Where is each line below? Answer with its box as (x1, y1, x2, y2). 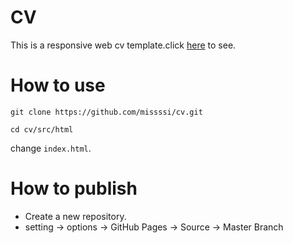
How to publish (10, 177, 138, 200)
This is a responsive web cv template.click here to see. (10, 39, 237, 51)
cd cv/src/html (10, 124, 74, 135)
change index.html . (10, 142, 92, 154)
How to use (10, 74, 106, 97)
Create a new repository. (24, 210, 127, 222)
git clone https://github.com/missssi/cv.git (10, 107, 203, 117)
